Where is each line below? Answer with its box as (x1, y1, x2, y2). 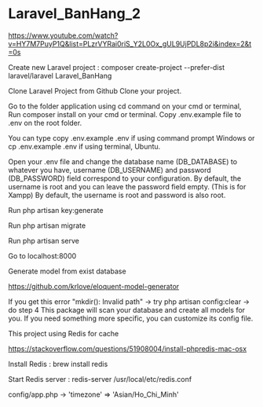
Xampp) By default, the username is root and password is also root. (8, 190, 226, 200)
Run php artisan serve (8, 236, 80, 245)
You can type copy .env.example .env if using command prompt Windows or (8, 133, 255, 142)
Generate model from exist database (8, 266, 127, 276)
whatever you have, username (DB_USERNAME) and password (8, 165, 212, 174)
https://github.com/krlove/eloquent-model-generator (8, 281, 180, 291)
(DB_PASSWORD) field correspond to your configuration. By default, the (8, 174, 242, 183)
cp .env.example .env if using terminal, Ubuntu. (8, 141, 161, 151)
